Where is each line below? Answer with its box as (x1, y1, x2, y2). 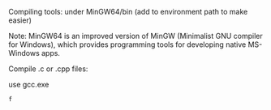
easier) (8, 15, 32, 25)
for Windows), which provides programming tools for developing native (8, 40, 247, 49)
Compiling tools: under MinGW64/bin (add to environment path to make (8, 7, 248, 16)
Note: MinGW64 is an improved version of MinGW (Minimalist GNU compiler (8, 32, 263, 40)
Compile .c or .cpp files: (8, 64, 88, 74)
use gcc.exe (8, 80, 49, 89)
